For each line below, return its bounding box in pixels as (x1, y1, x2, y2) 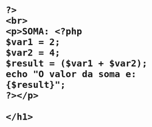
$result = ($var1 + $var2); (5, 58, 148, 70)
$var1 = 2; (5, 37, 61, 48)
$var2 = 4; (5, 47, 61, 59)
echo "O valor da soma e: (5, 68, 137, 80)
